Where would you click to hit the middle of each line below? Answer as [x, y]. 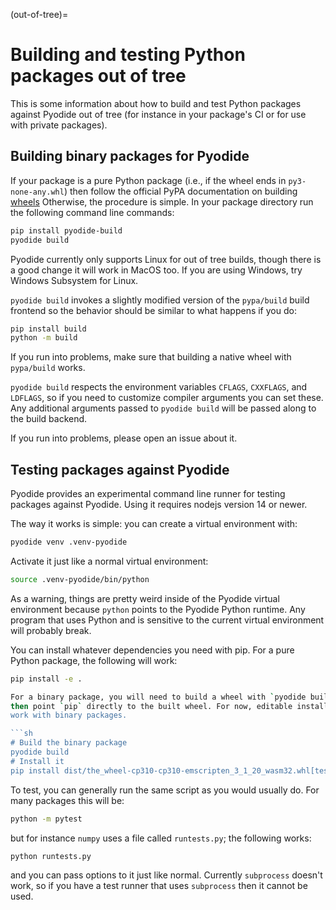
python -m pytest [46, 819]
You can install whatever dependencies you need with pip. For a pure [152, 650]
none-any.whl [37, 192]
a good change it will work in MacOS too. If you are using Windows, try [156, 270]
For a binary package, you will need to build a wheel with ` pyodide [158, 697]
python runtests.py [51, 856]
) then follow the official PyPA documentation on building [180, 191]
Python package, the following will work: [94, 660]
